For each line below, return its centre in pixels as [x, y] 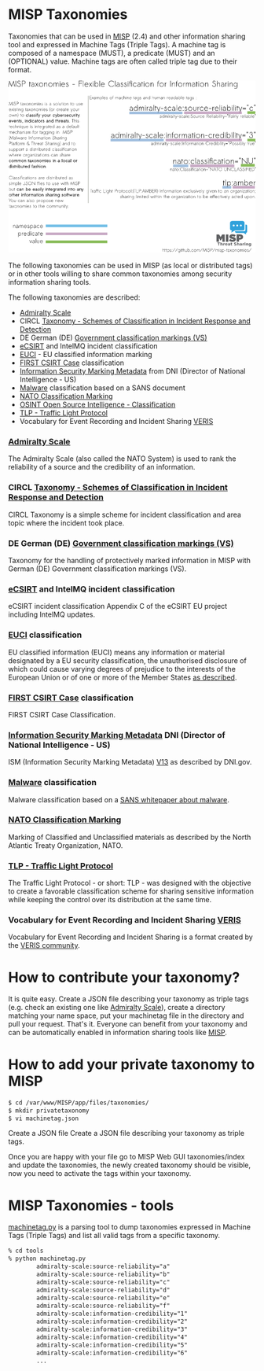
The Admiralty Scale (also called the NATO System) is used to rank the [122, 459]
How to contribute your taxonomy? [124, 977]
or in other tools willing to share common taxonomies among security [120, 274]
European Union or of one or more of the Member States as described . [123, 677]
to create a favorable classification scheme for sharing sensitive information [131, 891]
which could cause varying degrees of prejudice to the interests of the [122, 669]
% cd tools [26, 1251]
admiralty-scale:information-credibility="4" [112, 1338]
